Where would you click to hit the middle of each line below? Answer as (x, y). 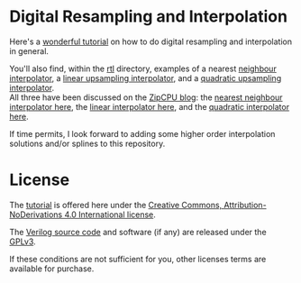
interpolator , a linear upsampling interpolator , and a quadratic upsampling (146, 78)
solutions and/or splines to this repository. (87, 143)
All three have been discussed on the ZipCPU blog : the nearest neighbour (146, 97)
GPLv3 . (23, 242)
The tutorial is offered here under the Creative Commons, (116, 205)
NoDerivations (36, 215)
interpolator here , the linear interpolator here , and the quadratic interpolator (150, 106)
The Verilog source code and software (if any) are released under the (138, 232)
